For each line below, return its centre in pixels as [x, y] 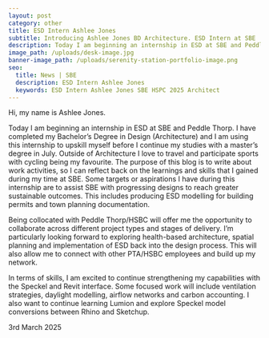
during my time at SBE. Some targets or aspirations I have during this [122, 179]
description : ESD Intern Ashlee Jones [80, 82]
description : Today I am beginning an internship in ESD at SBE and [125, 46]
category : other [35, 23]
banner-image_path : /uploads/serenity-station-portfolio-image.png [123, 61]
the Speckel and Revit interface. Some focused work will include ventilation [132, 286]
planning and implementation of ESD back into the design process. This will [133, 245]
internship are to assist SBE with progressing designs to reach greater [123, 188]
